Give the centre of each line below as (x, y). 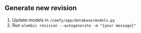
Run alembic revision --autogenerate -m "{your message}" (74, 25)
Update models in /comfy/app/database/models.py (63, 20)
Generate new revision (41, 8)
